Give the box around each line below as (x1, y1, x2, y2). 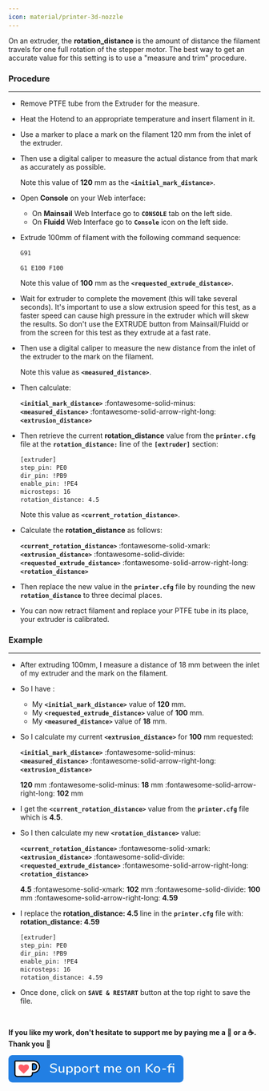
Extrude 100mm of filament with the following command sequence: (19, 232, 242, 242)
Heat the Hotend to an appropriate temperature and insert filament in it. (19, 114, 255, 123)
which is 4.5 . (19, 812, 63, 822)
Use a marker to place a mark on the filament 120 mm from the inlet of (19, 129, 251, 139)
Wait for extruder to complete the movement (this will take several (19, 293, 238, 303)
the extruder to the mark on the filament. (19, 351, 155, 361)
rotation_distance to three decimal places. (19, 590, 163, 600)
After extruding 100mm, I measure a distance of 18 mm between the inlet (19, 660, 260, 670)
